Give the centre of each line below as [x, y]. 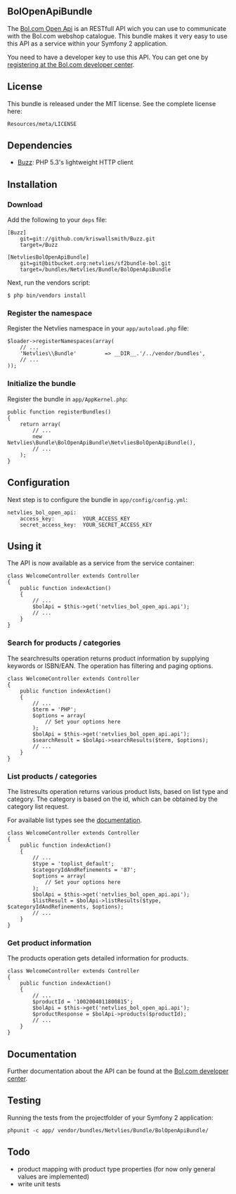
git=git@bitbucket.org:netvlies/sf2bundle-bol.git [96, 264]
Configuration [39, 483]
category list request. [38, 806]
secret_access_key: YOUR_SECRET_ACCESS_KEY [86, 525]
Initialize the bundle [41, 384]
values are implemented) [53, 1176]
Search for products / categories [64, 643]
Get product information [50, 943]
